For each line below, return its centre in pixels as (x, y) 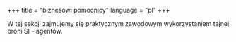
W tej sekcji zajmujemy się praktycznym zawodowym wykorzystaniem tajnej (118, 23)
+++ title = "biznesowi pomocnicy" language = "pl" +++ (89, 10)
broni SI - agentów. (35, 31)
